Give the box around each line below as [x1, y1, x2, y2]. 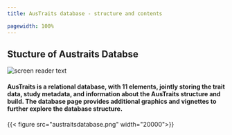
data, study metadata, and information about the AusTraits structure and [7, 89, 221, 98]
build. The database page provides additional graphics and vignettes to [7, 97, 217, 105]
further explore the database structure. [7, 105, 123, 113]
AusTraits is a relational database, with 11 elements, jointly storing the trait [7, 82, 225, 91]
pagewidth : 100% [7, 22, 54, 30]
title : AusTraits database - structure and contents [7, 10, 163, 17]
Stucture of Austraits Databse [7, 48, 139, 60]
